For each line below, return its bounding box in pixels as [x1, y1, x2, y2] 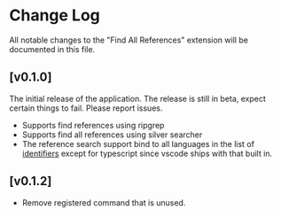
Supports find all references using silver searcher [21, 129, 203, 140]
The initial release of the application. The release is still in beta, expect [9, 93, 266, 104]
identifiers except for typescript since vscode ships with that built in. [21, 148, 273, 159]
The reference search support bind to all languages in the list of [21, 138, 255, 149]
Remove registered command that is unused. [21, 197, 186, 208]
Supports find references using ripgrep [21, 120, 165, 130]
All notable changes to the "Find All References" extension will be [9, 35, 248, 45]
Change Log [9, 5, 100, 26]
